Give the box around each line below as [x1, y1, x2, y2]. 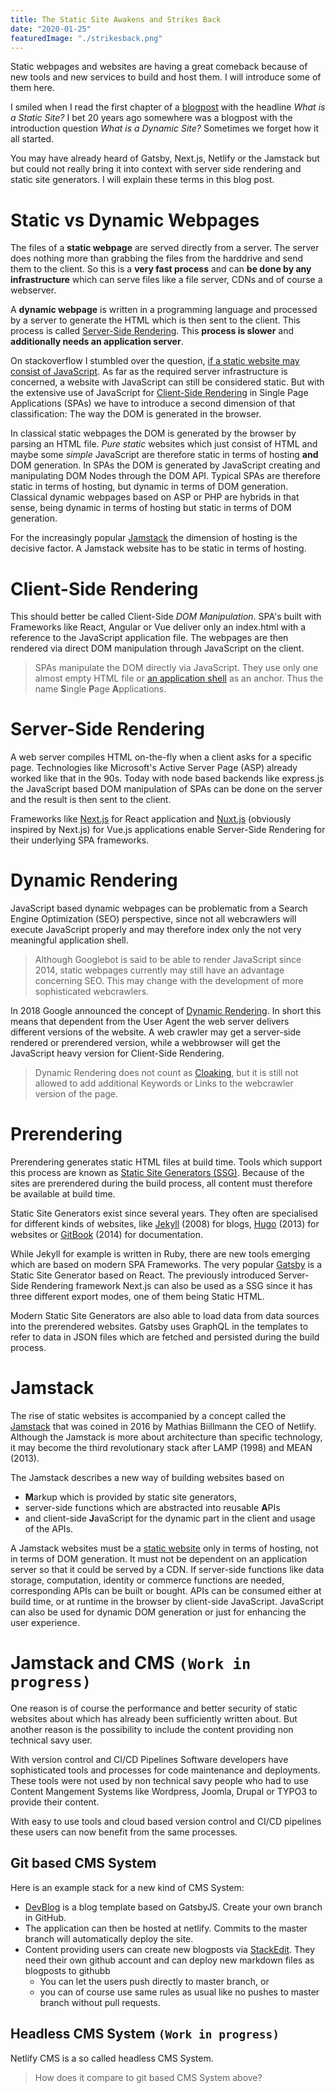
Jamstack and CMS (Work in [10, 1652, 252, 1675]
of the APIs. [24, 1523, 74, 1535]
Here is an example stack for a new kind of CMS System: [10, 1881, 245, 1893]
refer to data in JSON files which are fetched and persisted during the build [10, 1331, 320, 1343]
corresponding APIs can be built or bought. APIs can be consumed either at [10, 1585, 322, 1596]
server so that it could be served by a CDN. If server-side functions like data [10, 1564, 325, 1575]
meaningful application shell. [10, 934, 129, 946]
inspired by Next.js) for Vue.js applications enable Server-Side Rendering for [10, 824, 326, 836]
